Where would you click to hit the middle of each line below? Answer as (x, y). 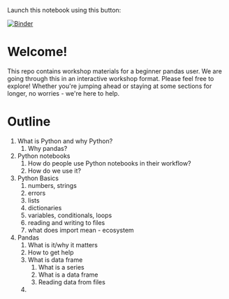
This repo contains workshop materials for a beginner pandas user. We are (114, 71)
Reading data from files (72, 282)
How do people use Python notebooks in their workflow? (109, 163)
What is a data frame (68, 275)
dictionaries (45, 207)
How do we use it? (54, 170)
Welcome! (37, 52)
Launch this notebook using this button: (64, 10)
